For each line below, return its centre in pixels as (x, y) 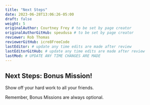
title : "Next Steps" (26, 10)
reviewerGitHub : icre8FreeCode (37, 42)
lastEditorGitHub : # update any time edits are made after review (75, 51)
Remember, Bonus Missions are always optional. (54, 98)
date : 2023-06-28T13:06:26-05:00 (40, 14)
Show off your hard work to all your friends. (50, 88)
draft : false (19, 19)
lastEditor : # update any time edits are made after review (69, 47)
